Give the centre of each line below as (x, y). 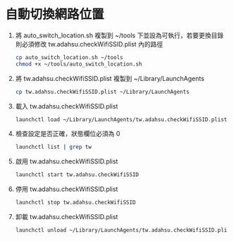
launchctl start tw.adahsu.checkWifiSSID (77, 175)
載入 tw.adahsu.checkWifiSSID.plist (67, 106)
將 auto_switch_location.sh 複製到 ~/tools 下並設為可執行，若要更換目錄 (119, 35)
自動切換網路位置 (55, 14)
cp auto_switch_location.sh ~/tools (69, 57)
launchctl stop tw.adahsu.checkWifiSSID (75, 203)
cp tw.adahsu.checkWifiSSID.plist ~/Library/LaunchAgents (102, 92)
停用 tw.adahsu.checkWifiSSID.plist (67, 189)
